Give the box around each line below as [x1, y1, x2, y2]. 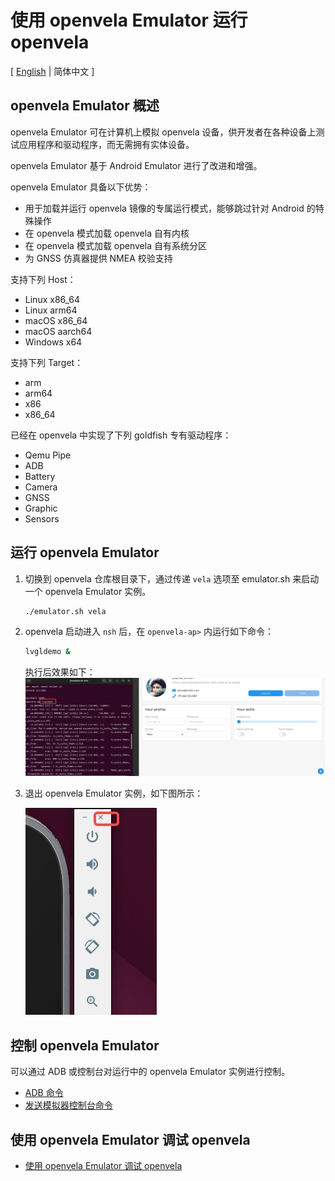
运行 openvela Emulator [10, 544, 160, 561]
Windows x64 [24, 336, 83, 348]
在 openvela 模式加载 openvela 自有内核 [24, 227, 190, 239]
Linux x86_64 [24, 293, 81, 305]
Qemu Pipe [24, 449, 72, 461]
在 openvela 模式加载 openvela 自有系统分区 [24, 239, 207, 251]
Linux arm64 [24, 304, 78, 316]
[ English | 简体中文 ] [10, 65, 95, 77]
